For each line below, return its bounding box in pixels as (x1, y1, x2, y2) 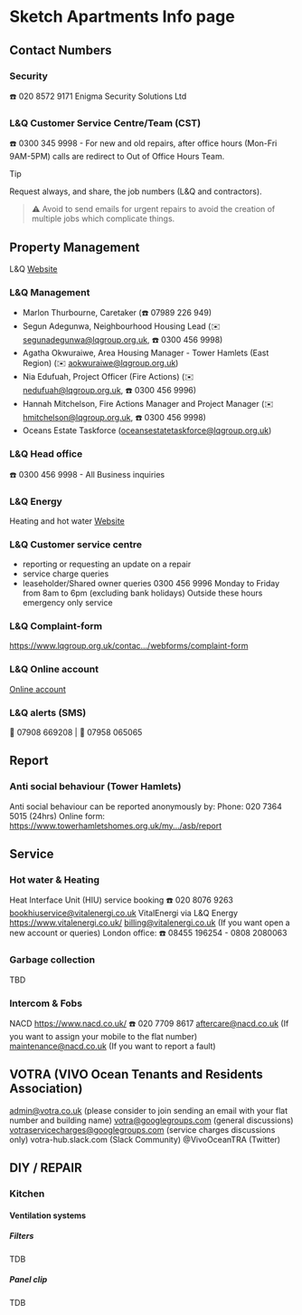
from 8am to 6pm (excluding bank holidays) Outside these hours (22, 587, 263, 599)
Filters (9, 1231, 34, 1242)
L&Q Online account (9, 663, 99, 676)
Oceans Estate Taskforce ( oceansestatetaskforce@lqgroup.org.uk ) (22, 425, 272, 436)
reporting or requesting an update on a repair (22, 559, 192, 570)
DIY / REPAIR (9, 1160, 83, 1175)
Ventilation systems (9, 1210, 87, 1221)
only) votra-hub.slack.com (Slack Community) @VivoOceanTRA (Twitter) (9, 1134, 281, 1145)
